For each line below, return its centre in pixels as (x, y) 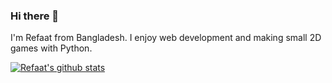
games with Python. (51, 48)
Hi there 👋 (35, 16)
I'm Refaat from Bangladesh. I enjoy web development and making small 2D (166, 38)
